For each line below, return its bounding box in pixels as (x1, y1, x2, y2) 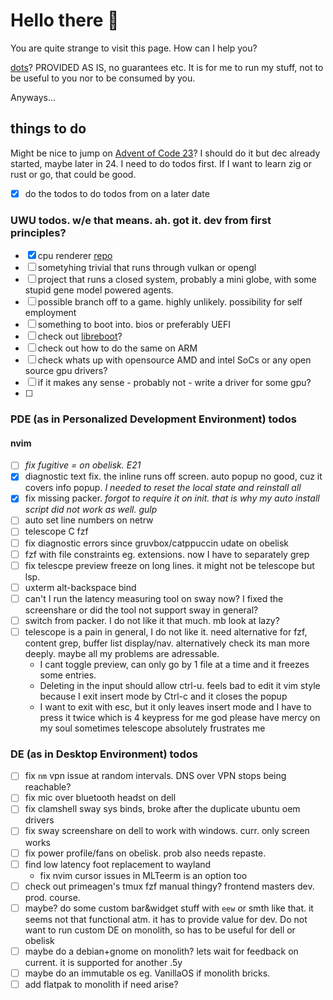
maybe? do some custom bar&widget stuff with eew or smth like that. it (24, 902, 314, 914)
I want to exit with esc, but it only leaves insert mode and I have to (39, 700, 312, 713)
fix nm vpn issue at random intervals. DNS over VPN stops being (24, 770, 287, 782)
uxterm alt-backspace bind (24, 581, 137, 593)
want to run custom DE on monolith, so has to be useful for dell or (24, 924, 296, 936)
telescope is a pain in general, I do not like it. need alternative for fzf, (24, 625, 308, 638)
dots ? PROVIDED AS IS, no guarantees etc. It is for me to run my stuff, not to (10, 61, 324, 73)
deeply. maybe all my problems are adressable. (24, 647, 220, 659)
